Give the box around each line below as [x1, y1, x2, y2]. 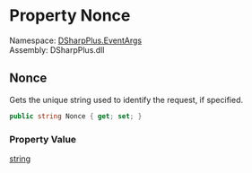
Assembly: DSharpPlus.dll [9, 44, 105, 55]
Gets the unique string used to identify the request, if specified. [9, 94, 244, 105]
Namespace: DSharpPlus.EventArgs [9, 35, 142, 46]
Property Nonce [9, 5, 131, 26]
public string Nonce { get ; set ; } [9, 111, 143, 121]
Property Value [9, 133, 77, 145]
